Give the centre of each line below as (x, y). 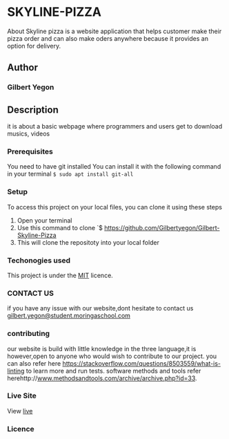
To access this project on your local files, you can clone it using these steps (115, 207)
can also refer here (34, 363)
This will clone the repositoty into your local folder (88, 242)
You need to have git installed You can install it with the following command (114, 167)
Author (22, 67)
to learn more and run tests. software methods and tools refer (113, 371)
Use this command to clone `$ (60, 227)
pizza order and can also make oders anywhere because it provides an (108, 38)
